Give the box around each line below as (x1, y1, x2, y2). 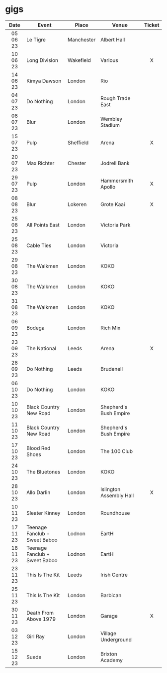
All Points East (26, 221, 60, 228)
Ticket (144, 21, 160, 28)
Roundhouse (100, 509, 130, 516)
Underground (100, 636, 132, 643)
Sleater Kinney (26, 509, 61, 516)
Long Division (26, 56, 59, 63)
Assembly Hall (100, 492, 134, 499)
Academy (100, 657, 123, 664)
